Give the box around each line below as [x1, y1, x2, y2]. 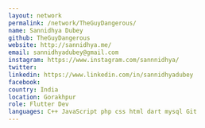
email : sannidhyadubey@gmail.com [8, 48, 119, 56]
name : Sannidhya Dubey [8, 26, 83, 34]
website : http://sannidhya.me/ [8, 41, 112, 49]
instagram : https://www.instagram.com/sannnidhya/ [8, 56, 180, 64]
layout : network [8, 11, 62, 20]
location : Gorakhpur [8, 93, 77, 101]
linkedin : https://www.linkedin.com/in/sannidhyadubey [8, 71, 194, 79]
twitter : [8, 64, 37, 72]
